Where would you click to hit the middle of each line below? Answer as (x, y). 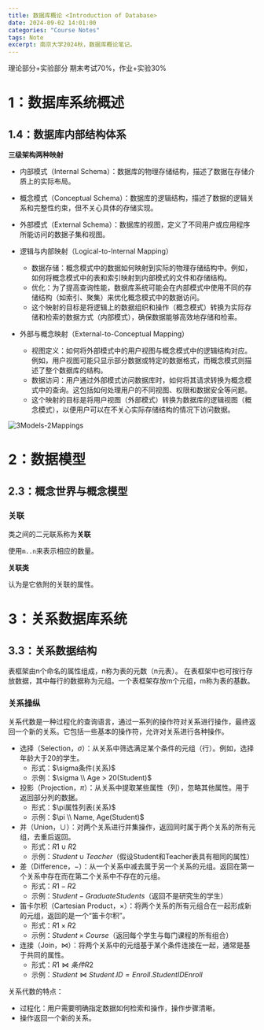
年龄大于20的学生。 (51, 758)
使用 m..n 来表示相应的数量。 (53, 551)
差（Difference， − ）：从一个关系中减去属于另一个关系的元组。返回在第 (133, 866)
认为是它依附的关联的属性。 (53, 584)
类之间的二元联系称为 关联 (49, 534)
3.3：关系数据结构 (53, 650)
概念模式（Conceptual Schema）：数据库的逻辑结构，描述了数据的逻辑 (133, 198)
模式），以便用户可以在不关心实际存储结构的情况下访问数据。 (136, 409)
